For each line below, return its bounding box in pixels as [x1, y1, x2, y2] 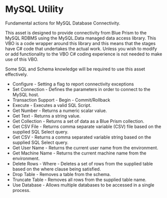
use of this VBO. [5, 56, 38, 62]
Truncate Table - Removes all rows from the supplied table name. [12, 176, 147, 182]
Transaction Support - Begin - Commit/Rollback [12, 96, 111, 103]
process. [12, 187, 31, 193]
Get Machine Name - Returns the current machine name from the [12, 150, 147, 156]
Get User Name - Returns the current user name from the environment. [12, 144, 159, 150]
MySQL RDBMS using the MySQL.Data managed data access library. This [5, 35, 156, 41]
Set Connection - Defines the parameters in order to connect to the [12, 86, 151, 92]
